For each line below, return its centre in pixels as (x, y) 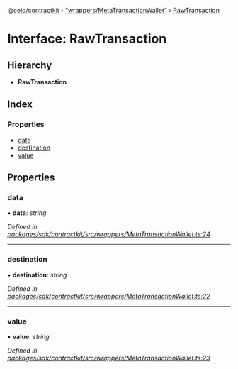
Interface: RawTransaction (87, 39)
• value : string (28, 336)
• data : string (27, 213)
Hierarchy (30, 65)
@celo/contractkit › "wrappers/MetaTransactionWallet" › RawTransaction (114, 10)
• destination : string (37, 275)
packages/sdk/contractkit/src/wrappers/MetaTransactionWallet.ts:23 (109, 358)
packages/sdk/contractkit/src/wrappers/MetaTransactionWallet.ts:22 (109, 296)
